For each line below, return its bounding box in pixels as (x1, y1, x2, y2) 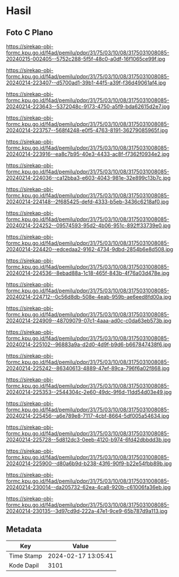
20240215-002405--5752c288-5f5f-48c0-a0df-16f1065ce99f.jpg (6, 56, 166, 62)
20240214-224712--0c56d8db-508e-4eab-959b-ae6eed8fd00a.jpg (6, 293, 171, 300)
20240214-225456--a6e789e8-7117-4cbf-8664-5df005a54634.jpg (6, 412, 170, 419)
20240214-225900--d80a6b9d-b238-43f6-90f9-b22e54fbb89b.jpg (6, 460, 172, 467)
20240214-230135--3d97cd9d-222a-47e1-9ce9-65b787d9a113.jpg (6, 508, 168, 514)
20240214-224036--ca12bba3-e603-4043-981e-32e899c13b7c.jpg (6, 175, 171, 181)
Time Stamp (9, 552, 43, 560)
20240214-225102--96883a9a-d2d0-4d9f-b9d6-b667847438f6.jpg (6, 341, 171, 348)
